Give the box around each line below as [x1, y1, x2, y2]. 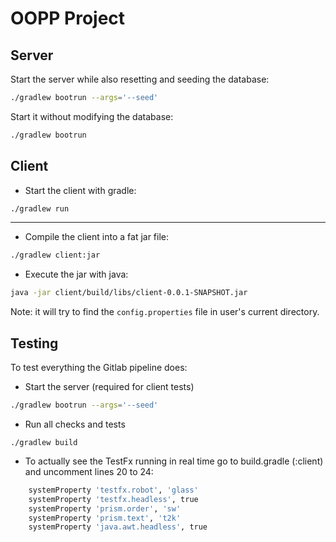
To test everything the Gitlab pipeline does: [10, 362, 188, 373]
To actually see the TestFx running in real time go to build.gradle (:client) [24, 455, 324, 467]
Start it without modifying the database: [10, 110, 174, 122]
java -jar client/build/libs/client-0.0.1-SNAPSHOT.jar [10, 288, 248, 298]
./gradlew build [10, 437, 78, 447]
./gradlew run [10, 203, 70, 214]
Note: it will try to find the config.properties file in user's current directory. [10, 306, 320, 318]
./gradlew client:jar [10, 250, 101, 261]
